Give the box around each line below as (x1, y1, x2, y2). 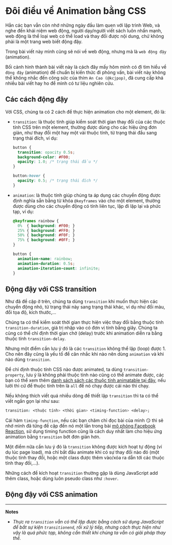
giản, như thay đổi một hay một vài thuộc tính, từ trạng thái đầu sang (12, 129, 157, 135)
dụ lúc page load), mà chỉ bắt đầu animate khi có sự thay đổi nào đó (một (5, 449, 160, 455)
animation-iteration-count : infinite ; (17, 266, 100, 271)
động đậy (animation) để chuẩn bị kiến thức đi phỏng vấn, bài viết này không (5, 69, 166, 75)
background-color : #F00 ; (17, 154, 71, 160)
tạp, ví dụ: (12, 208, 34, 215)
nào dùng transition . (5, 357, 51, 363)
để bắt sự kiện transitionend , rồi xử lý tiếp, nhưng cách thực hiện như (12, 524, 161, 530)
